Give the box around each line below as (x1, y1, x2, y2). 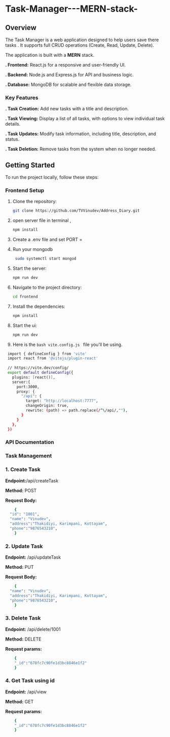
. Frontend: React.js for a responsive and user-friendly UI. (5, 62, 126, 68)
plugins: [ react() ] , (12, 374, 56, 380)
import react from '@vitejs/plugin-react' (7, 356, 99, 361)
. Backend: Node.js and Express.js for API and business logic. (5, 72, 134, 78)
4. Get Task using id (5, 677, 55, 684)
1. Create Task (5, 466, 40, 473)
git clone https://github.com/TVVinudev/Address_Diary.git (12, 208, 140, 213)
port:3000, (16, 384, 39, 389)
